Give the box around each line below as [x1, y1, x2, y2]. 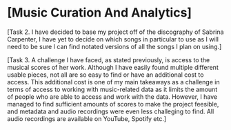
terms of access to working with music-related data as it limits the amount [7, 85, 218, 93]
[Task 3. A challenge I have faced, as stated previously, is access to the [7, 55, 210, 64]
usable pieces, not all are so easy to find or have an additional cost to [7, 71, 204, 79]
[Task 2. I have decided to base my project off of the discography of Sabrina [7, 28, 224, 36]
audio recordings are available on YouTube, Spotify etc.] [7, 114, 167, 122]
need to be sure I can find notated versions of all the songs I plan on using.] [7, 42, 222, 50]
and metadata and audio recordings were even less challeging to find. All [7, 107, 214, 115]
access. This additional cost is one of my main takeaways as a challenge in [7, 77, 220, 86]
